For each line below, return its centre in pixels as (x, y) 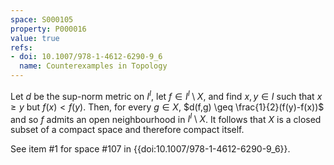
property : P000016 (48, 29)
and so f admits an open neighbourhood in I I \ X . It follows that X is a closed (166, 118)
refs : (21, 47)
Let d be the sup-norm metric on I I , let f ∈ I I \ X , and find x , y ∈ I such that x (166, 95)
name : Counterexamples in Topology (93, 66)
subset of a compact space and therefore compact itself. (127, 130)
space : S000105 (42, 19)
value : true (35, 38)
